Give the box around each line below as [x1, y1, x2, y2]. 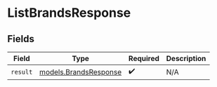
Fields [7, 33, 35, 45]
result [11, 68, 33, 76]
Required [129, 54, 160, 63]
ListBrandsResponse [7, 5, 131, 21]
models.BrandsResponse [39, 67, 122, 76]
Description [166, 54, 206, 63]
